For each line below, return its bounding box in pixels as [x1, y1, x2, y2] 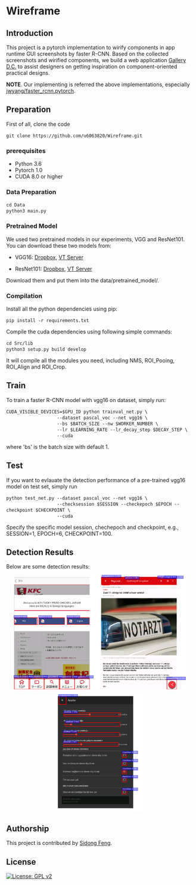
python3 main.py [6, 208, 46, 214]
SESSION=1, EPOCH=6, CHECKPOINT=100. [6, 530, 113, 537]
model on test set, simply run [6, 483, 77, 490]
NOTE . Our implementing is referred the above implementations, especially [6, 81, 190, 88]
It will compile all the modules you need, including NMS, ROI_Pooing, [6, 357, 175, 364]
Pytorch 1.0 [14, 166, 43, 174]
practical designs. [6, 69, 50, 76]
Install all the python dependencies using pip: [6, 305, 118, 312]
